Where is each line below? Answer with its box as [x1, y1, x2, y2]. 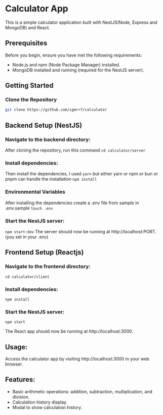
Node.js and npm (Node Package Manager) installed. [12, 61, 121, 67]
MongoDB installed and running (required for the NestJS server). [12, 67, 144, 73]
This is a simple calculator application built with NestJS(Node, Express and [5, 19, 158, 25]
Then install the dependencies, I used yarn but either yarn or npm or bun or [5, 171, 158, 177]
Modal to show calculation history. [12, 404, 82, 410]
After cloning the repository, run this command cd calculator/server [5, 147, 146, 153]
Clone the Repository [5, 96, 57, 103]
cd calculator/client [5, 274, 50, 279]
